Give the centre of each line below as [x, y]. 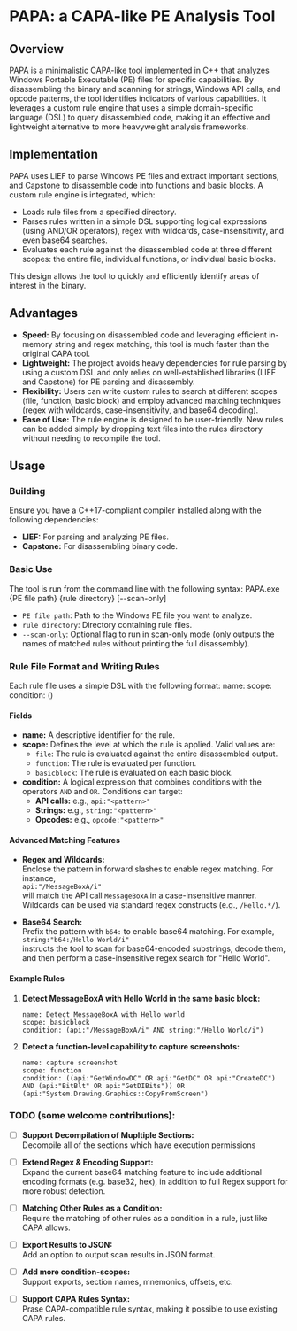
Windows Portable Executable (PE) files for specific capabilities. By [132, 80]
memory [37, 344]
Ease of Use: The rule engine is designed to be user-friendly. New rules [152, 419]
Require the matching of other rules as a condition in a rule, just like [145, 1218]
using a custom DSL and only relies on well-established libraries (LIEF [149, 372]
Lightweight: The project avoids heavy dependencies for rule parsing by [154, 363]
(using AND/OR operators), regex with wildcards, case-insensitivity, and [153, 230]
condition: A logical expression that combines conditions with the [142, 782]
